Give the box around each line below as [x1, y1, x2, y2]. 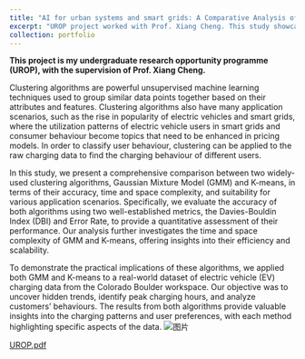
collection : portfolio [9, 30, 95, 39]
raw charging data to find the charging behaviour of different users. [9, 150, 261, 161]
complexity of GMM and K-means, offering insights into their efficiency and [9, 235, 290, 246]
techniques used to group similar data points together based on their [9, 92, 266, 103]
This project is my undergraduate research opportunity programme [9, 55, 269, 66]
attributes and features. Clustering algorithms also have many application [9, 102, 283, 113]
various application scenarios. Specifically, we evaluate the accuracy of [9, 196, 278, 207]
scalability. [9, 244, 50, 255]
